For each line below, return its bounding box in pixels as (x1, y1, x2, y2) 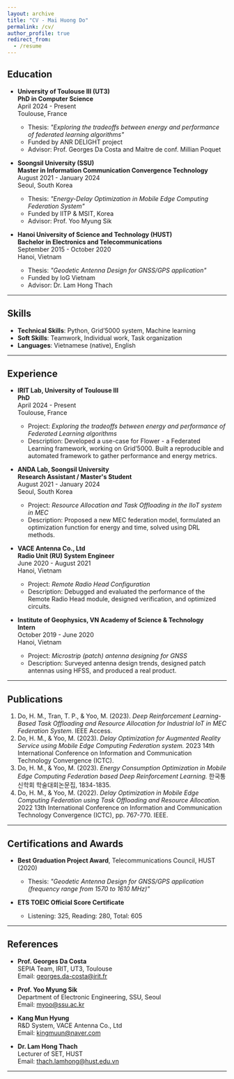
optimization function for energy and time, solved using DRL (27, 523, 201, 531)
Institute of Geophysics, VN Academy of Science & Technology (17, 616, 204, 624)
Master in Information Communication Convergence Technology (17, 166, 209, 175)
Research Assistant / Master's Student (17, 473, 132, 481)
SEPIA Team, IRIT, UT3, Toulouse (17, 964, 113, 973)
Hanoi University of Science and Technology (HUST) (17, 230, 173, 238)
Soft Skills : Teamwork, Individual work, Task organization (17, 333, 182, 342)
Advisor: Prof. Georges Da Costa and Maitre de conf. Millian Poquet (27, 145, 221, 154)
